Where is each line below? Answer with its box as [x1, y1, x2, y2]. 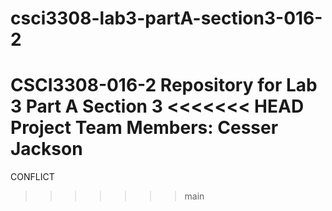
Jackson [10, 138, 83, 161]
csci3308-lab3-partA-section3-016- [10, 7, 323, 30]
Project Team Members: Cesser [10, 117, 279, 139]
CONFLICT [10, 171, 55, 183]
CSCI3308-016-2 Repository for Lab [10, 74, 318, 97]
